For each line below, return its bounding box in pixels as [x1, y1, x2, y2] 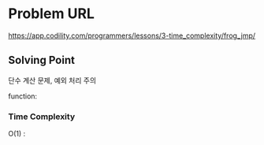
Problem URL [8, 5, 95, 23]
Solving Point [8, 54, 75, 67]
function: [8, 91, 38, 101]
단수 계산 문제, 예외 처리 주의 [8, 76, 97, 85]
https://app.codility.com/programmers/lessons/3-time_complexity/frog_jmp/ [8, 31, 256, 40]
